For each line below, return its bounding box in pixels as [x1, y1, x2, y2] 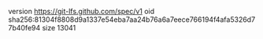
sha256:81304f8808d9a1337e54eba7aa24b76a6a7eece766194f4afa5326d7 [8, 15, 256, 24]
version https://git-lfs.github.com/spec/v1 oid [8, 7, 155, 16]
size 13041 [42, 23, 76, 32]
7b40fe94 [8, 23, 41, 32]
